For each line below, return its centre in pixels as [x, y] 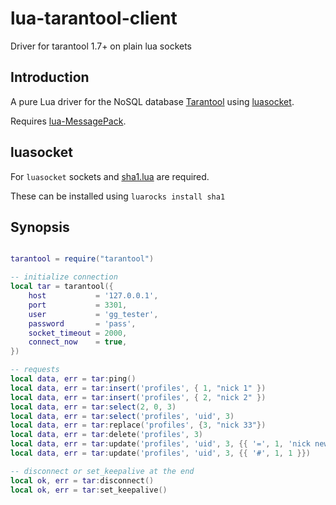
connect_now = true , [78, 342]
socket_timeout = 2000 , [78, 333]
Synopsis [40, 227]
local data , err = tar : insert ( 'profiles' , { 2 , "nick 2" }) [138, 397]
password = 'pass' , [82, 323]
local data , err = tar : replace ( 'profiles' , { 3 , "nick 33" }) [138, 425]
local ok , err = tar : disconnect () [82, 480]
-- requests [35, 370]
